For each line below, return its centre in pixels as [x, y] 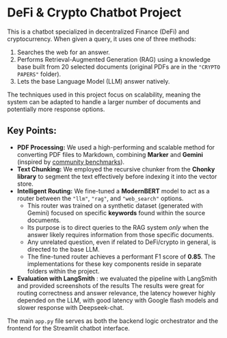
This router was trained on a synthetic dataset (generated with [115, 205]
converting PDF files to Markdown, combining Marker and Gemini [110, 154]
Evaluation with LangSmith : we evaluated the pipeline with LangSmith [117, 278]
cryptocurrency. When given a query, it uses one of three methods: [102, 38]
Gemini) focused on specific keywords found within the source [116, 213]
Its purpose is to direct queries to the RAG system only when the [118, 227]
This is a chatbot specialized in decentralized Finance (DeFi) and [98, 32]
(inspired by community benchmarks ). [71, 162]
